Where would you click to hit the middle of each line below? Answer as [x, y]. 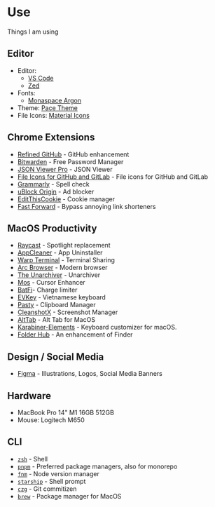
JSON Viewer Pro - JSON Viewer [65, 169]
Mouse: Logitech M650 [51, 420]
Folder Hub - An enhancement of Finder [75, 334]
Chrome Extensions [51, 137]
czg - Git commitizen [47, 489]
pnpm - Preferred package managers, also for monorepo [97, 466]
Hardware [29, 396]
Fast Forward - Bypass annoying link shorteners [86, 206]
